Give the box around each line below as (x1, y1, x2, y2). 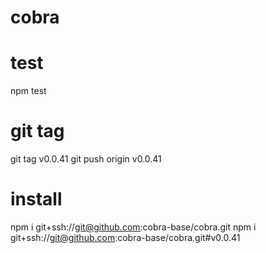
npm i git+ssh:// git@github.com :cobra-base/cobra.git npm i (10, 221, 257, 233)
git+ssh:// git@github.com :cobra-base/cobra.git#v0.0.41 (10, 232, 241, 243)
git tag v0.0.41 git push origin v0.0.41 (10, 153, 162, 165)
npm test (10, 85, 47, 97)
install (10, 188, 63, 211)
